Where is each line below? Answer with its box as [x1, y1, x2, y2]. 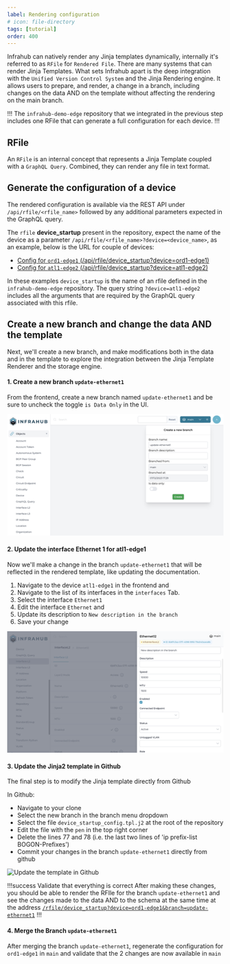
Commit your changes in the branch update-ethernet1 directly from [16, 848, 207, 856]
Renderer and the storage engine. [7, 362, 102, 370]
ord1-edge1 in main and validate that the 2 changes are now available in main [7, 949, 222, 957]
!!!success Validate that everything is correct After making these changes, [7, 882, 216, 890]
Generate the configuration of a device [7, 182, 176, 194]
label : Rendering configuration [7, 11, 100, 18]
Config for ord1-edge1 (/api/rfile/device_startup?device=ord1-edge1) [16, 256, 209, 264]
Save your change [16, 617, 69, 626]
